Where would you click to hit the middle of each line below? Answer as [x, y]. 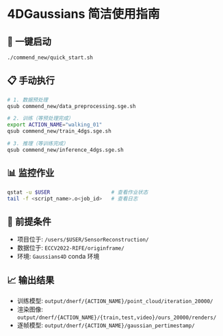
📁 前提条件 [29, 221]
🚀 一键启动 [29, 41]
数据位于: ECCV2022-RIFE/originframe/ [70, 248]
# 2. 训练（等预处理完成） [40, 118]
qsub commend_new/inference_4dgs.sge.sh [66, 150]
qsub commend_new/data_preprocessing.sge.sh [71, 106]
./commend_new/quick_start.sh [50, 57]
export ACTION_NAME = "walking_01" [55, 125]
